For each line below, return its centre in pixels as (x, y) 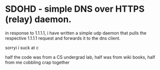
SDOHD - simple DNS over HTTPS (75, 9)
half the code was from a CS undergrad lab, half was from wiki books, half (80, 57)
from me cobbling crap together (37, 62)
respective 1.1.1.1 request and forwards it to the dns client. (63, 38)
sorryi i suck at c (22, 47)
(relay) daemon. (38, 19)
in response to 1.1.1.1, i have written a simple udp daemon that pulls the (76, 33)
